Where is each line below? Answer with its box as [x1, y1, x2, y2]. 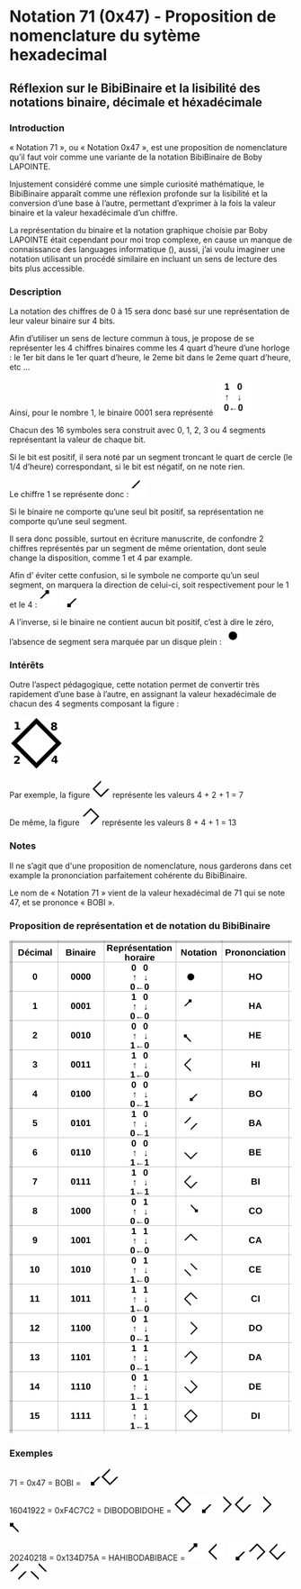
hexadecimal [9, 45, 108, 65]
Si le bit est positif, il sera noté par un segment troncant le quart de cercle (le [9, 452, 293, 463]
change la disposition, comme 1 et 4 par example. [9, 552, 193, 564]
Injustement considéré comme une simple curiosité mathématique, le [9, 178, 265, 189]
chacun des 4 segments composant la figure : [9, 698, 180, 709]
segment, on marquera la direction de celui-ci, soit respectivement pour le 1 [9, 579, 289, 591]
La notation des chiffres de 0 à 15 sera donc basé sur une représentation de [9, 306, 290, 317]
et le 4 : [9, 599, 38, 610]
